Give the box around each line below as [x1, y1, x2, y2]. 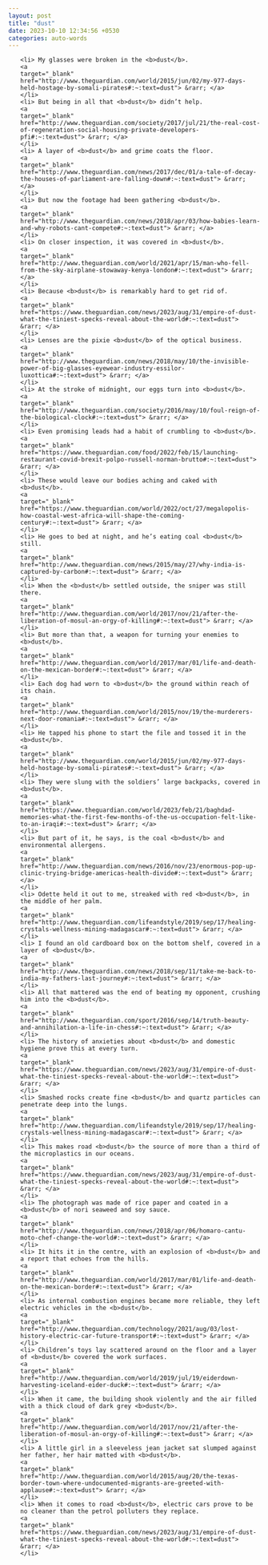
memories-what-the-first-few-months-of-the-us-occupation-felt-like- [19, 813, 258, 821]
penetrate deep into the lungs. [19, 1101, 128, 1109]
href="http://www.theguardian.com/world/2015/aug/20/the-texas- [19, 1472, 239, 1481]
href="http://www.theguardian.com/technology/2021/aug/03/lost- [19, 1325, 239, 1333]
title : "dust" [8, 19, 56, 27]
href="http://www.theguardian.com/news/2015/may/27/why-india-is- [19, 561, 246, 569]
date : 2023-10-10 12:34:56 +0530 [8, 26, 120, 34]
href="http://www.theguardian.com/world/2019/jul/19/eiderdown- [19, 1374, 239, 1382]
